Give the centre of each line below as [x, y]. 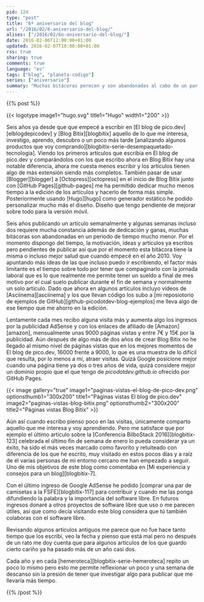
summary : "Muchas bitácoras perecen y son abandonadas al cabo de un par [102, 86]
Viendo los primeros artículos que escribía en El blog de [108, 153]
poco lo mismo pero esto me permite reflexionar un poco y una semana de [100, 567]
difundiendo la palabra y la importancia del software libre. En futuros [93, 498]
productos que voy [30, 147]
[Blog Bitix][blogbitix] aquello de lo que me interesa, [123, 133]
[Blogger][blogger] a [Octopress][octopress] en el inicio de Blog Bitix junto [100, 179]
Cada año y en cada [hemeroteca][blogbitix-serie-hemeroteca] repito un [98, 561]
